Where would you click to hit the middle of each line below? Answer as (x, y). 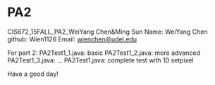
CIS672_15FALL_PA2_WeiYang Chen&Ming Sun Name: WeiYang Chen (107, 32)
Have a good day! (33, 74)
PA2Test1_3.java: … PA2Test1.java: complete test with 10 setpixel (100, 60)
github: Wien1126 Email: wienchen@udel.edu (72, 39)
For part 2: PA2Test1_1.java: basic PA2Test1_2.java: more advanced (104, 53)
